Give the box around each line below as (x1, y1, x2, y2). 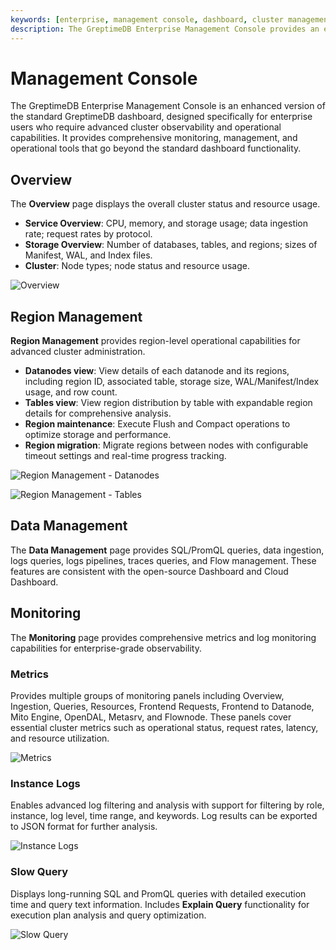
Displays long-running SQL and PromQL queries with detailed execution (10, 887, 307, 900)
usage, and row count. (24, 386, 118, 398)
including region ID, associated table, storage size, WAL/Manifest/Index (24, 376, 320, 388)
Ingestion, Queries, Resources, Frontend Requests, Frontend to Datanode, (10, 700, 315, 712)
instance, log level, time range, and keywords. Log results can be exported (10, 810, 318, 822)
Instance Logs (10, 776, 81, 790)
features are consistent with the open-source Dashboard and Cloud (10, 565, 289, 577)
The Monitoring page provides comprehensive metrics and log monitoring (10, 631, 317, 643)
